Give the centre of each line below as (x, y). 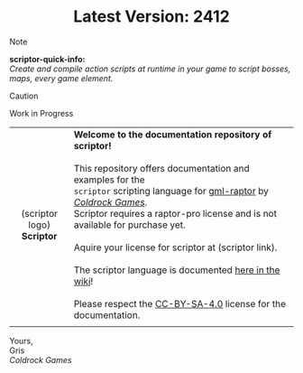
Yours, (21, 340)
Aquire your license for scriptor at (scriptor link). (175, 247)
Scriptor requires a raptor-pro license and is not (175, 213)
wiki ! (83, 281)
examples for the (109, 180)
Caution (24, 96)
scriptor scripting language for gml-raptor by (171, 191)
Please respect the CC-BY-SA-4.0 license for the (180, 303)
